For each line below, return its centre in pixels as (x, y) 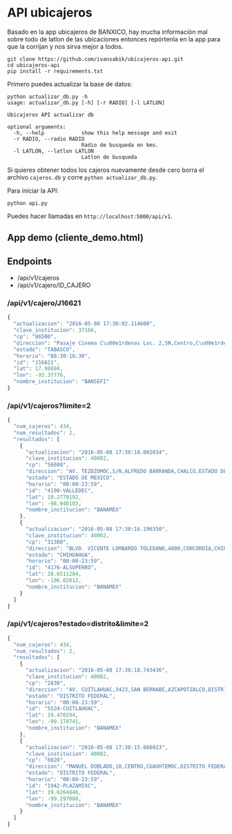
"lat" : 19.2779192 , (53, 497)
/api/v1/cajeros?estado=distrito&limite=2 (78, 624)
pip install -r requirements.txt (55, 71)
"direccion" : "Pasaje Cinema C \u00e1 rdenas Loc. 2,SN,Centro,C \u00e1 (115, 343)
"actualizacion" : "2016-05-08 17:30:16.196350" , (97, 530)
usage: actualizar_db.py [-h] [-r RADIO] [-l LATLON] (86, 103)
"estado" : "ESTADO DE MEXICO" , (70, 478)
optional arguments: (37, 127)
